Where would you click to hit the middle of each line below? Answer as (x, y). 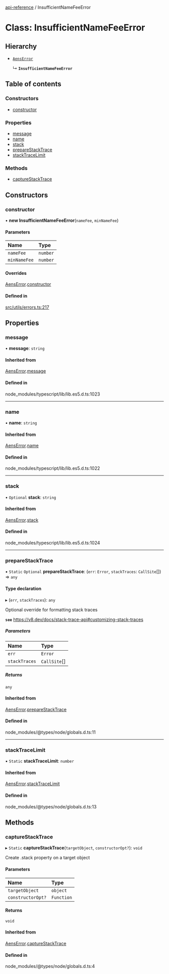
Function (62, 897)
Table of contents (33, 84)
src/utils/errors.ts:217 (27, 307)
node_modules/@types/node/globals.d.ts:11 (51, 732)
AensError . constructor (28, 284)
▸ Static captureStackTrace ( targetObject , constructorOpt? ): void (74, 848)
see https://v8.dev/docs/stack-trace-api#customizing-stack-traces (74, 619)
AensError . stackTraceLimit (33, 784)
